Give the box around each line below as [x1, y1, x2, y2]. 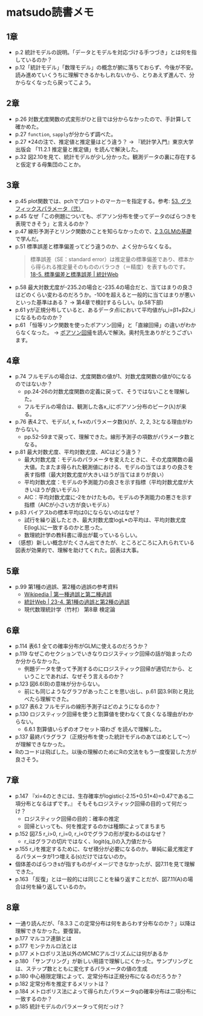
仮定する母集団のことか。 [20, 161, 85, 168]
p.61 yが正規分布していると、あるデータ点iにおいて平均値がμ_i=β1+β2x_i [14, 306, 195, 313]
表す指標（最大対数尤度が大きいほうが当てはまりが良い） [24, 471, 167, 478]
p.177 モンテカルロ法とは [14, 942, 77, 950]
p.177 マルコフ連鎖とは [14, 934, 72, 942]
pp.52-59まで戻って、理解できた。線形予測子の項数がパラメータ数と [24, 433, 195, 441]
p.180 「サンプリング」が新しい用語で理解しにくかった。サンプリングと [14, 957, 194, 965]
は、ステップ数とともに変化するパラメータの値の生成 [14, 965, 148, 972]
